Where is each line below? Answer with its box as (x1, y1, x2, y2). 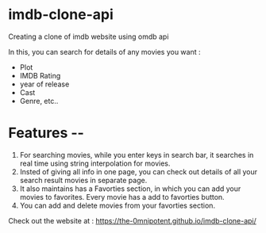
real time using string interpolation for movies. (19, 159, 171, 168)
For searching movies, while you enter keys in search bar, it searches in (19, 150, 254, 159)
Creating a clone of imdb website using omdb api (8, 32, 169, 41)
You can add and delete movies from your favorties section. (19, 201, 216, 210)
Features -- (8, 124, 85, 142)
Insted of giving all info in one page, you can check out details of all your (19, 166, 258, 176)
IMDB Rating (19, 71, 61, 80)
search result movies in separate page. (19, 175, 148, 185)
